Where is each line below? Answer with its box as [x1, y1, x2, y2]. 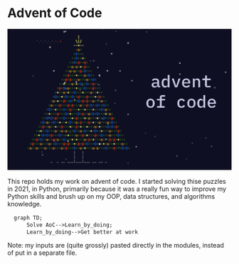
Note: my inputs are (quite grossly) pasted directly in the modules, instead [7, 241, 224, 250]
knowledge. [7, 200, 42, 209]
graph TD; [14, 214, 43, 221]
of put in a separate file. [7, 248, 78, 257]
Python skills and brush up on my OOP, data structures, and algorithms [7, 192, 216, 201]
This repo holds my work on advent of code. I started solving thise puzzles [7, 177, 226, 186]
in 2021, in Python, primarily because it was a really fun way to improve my [7, 185, 226, 193]
